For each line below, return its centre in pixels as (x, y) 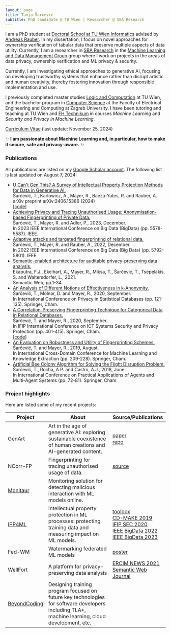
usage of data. (65, 472)
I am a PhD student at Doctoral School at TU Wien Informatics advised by (82, 34)
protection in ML (68, 514)
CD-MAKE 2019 (132, 518)
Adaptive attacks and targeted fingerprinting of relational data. (78, 239)
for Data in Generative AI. (39, 190)
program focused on (73, 591)
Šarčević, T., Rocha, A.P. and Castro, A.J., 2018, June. (69, 369)
